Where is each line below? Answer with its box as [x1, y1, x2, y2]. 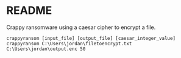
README [6, 4, 52, 18]
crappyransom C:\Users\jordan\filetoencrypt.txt [6, 40, 132, 47]
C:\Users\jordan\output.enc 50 [6, 46, 86, 52]
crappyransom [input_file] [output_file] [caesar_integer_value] [6, 35, 176, 41]
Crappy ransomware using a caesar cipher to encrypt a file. [6, 24, 156, 31]
